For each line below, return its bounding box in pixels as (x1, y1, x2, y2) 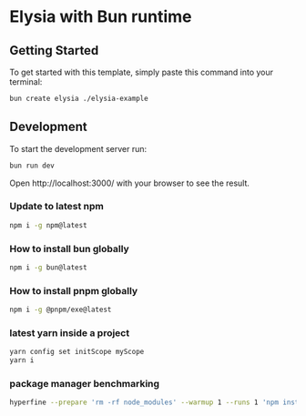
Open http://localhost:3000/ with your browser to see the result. (9, 178, 250, 188)
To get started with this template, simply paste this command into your (9, 66, 274, 77)
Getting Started (9, 43, 99, 58)
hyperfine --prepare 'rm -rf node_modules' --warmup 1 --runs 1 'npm (9, 398, 280, 407)
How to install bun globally (9, 242, 129, 255)
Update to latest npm (9, 200, 105, 213)
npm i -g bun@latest (9, 263, 88, 272)
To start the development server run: (9, 143, 148, 154)
